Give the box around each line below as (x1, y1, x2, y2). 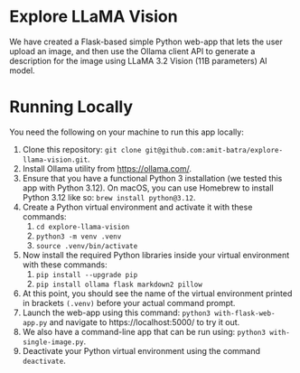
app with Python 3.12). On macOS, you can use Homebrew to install (22, 182, 274, 193)
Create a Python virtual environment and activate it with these (22, 201, 253, 212)
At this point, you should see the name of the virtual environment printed (22, 287, 293, 299)
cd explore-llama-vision (35, 222, 130, 231)
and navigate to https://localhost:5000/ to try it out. (49, 316, 240, 327)
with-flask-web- (213, 309, 276, 318)
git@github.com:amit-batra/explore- (145, 145, 283, 154)
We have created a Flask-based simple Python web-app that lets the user (9, 36, 283, 47)
